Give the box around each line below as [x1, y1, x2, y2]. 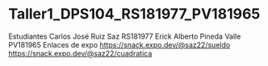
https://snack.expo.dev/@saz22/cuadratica [8, 48, 153, 58]
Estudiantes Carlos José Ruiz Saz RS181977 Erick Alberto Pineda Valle [8, 31, 241, 41]
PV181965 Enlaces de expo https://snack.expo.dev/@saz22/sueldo [8, 39, 231, 49]
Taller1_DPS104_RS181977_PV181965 [8, 5, 261, 23]
